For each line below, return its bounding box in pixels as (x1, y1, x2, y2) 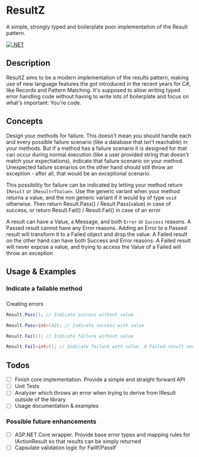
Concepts (6, 116, 43, 126)
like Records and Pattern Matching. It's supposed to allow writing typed (6, 87, 181, 94)
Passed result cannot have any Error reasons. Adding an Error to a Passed (6, 224, 187, 231)
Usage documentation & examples (14, 402, 99, 410)
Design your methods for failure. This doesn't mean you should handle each (6, 132, 191, 139)
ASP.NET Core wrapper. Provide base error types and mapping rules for (14, 431, 191, 438)
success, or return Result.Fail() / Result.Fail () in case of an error (6, 206, 161, 213)
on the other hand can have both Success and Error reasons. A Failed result (6, 237, 191, 244)
